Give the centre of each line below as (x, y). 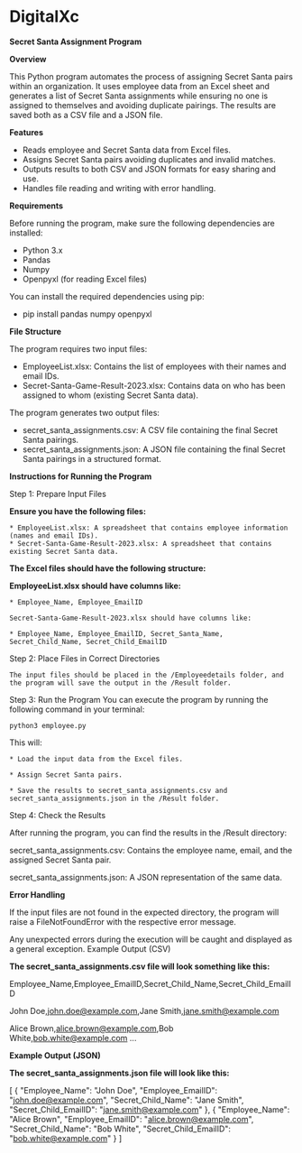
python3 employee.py (48, 725)
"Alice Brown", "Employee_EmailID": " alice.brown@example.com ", (132, 1119)
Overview (28, 59)
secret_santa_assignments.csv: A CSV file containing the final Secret (150, 429)
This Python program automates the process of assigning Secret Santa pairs (151, 76)
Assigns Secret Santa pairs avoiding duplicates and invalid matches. (149, 159)
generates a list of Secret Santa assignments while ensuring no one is (139, 96)
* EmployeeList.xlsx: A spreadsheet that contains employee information (149, 528)
